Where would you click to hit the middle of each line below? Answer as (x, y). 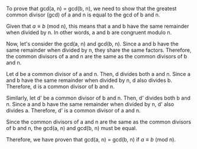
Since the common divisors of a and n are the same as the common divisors (98, 122)
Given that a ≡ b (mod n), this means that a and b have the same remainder (98, 26)
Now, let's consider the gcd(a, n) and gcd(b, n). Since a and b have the (92, 44)
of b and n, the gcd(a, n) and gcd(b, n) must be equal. (72, 128)
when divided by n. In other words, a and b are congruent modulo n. (89, 32)
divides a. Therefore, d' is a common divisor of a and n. (73, 110)
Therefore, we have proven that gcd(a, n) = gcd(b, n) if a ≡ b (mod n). (91, 140)
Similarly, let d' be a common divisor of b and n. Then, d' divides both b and (98, 98)
